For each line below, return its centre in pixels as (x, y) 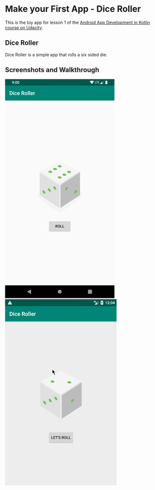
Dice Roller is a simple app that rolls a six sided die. (56, 54)
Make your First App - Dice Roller (73, 9)
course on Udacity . (24, 27)
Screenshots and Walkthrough (52, 70)
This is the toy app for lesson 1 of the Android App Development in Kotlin (77, 22)
